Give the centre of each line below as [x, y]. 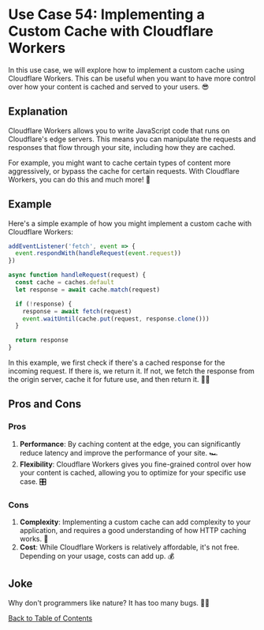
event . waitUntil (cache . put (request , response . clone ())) [116, 319]
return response [42, 340]
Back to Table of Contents [50, 618]
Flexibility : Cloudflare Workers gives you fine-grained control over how [136, 464]
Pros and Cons [45, 404]
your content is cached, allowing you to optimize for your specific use [133, 472]
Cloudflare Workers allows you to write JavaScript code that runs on [119, 130]
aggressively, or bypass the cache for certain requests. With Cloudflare [124, 171]
